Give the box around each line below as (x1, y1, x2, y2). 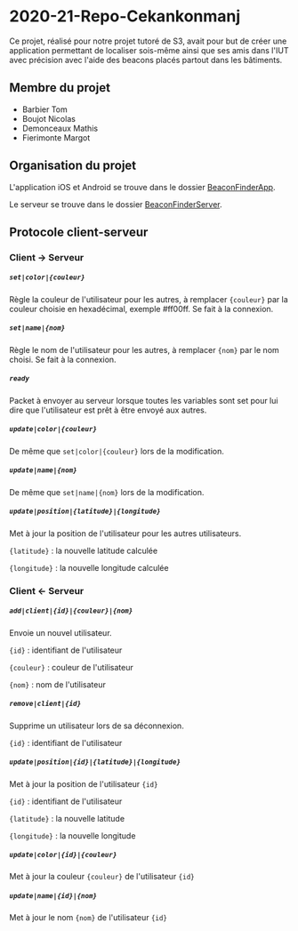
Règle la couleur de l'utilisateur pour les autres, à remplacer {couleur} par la (9, 293, 289, 304)
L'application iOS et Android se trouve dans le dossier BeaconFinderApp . (9, 181, 276, 192)
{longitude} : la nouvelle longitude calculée (9, 562, 169, 573)
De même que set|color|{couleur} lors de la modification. (9, 445, 225, 456)
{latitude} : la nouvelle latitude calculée (9, 545, 158, 556)
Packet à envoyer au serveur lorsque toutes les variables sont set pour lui (9, 395, 278, 405)
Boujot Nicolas (21, 113, 76, 124)
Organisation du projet (9, 158, 137, 173)
